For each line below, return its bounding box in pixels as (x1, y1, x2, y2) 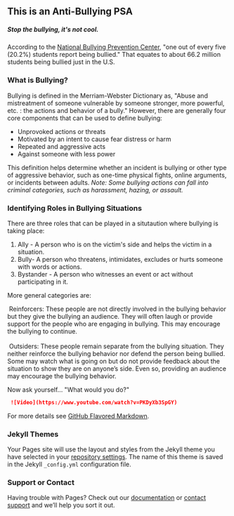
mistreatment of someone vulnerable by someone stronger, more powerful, (7, 98, 225, 107)
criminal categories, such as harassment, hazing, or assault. (7, 185, 184, 194)
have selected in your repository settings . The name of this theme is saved (7, 453, 223, 461)
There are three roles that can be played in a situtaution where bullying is (7, 219, 219, 227)
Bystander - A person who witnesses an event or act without (17, 270, 193, 278)
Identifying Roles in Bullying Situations (7, 203, 143, 213)
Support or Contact (7, 477, 75, 487)
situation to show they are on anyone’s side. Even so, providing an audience (7, 364, 227, 373)
